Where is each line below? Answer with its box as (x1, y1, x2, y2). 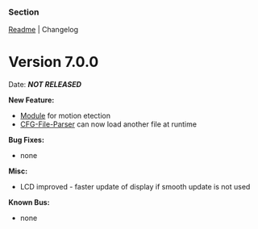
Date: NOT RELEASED (8, 80, 82, 90)
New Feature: (8, 95, 55, 105)
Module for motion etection (19, 111, 111, 121)
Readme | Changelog (8, 25, 79, 35)
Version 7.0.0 (8, 53, 99, 71)
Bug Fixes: (8, 135, 44, 145)
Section (8, 6, 40, 18)
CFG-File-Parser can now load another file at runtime (19, 119, 198, 129)
